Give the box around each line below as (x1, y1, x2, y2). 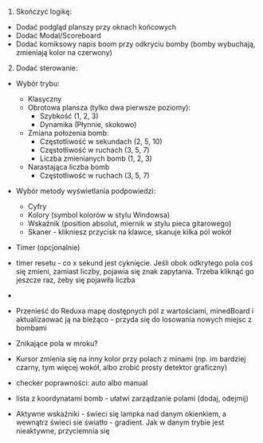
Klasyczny (27, 94, 62, 103)
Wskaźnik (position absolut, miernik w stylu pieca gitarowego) (27, 219, 232, 228)
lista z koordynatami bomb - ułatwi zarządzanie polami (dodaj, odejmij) (15, 393, 249, 403)
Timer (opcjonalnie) (15, 243, 80, 252)
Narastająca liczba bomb (27, 162, 110, 171)
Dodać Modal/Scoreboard (15, 31, 101, 40)
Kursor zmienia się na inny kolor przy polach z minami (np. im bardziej (15, 354, 246, 363)
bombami (15, 323, 48, 333)
